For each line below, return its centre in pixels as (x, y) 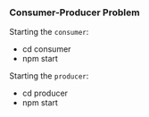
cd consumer (46, 49)
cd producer (45, 93)
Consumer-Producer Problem (74, 13)
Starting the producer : (49, 76)
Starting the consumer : (49, 32)
